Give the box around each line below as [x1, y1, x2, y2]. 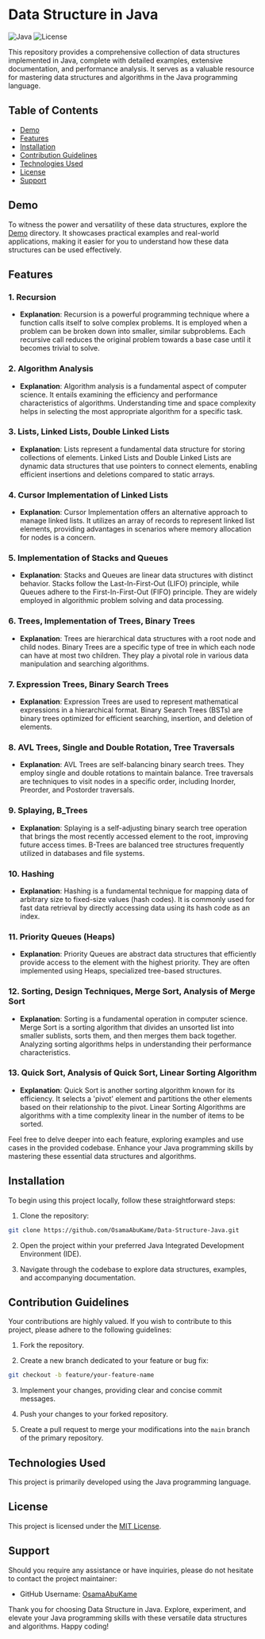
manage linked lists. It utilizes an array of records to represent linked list [19, 516, 255, 525]
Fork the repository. [19, 1341, 85, 1350]
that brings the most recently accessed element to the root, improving [19, 831, 248, 841]
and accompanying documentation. [19, 1272, 136, 1282]
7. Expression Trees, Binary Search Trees [8, 678, 169, 689]
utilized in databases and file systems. [19, 848, 145, 858]
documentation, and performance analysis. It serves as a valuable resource [8, 63, 255, 73]
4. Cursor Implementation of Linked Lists [8, 489, 169, 501]
